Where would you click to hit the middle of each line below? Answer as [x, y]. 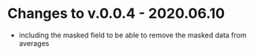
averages [34, 43]
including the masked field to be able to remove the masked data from [133, 35]
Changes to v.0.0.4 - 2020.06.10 [116, 14]
